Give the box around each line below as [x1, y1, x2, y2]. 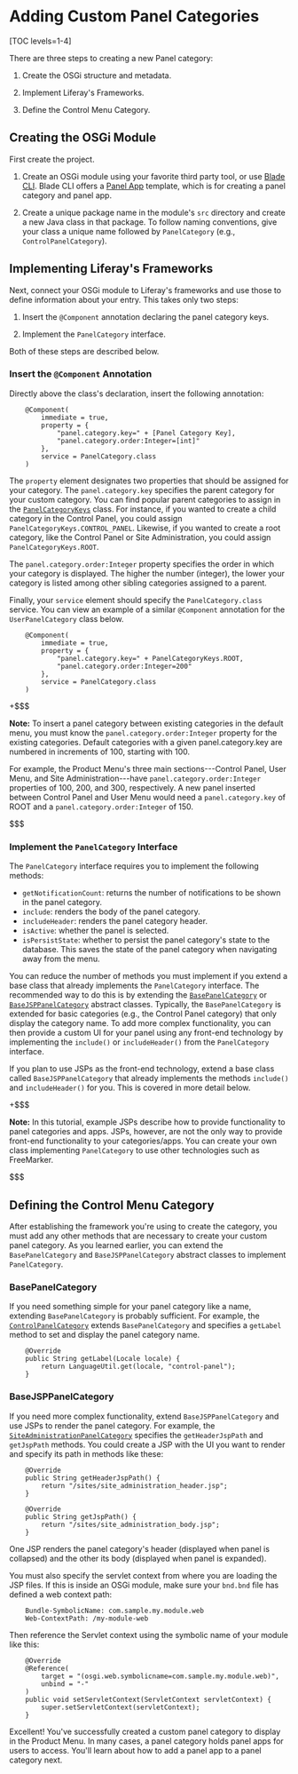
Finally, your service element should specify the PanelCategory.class [9, 594, 263, 605]
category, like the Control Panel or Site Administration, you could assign [9, 531, 271, 543]
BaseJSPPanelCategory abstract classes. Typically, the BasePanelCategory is [9, 999, 282, 1010]
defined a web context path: [9, 1588, 113, 1600]
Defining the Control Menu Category [9, 1197, 215, 1213]
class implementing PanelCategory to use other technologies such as [9, 1145, 260, 1156]
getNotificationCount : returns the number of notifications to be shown [21, 887, 281, 898]
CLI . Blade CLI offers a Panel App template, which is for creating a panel [21, 180, 286, 191]
